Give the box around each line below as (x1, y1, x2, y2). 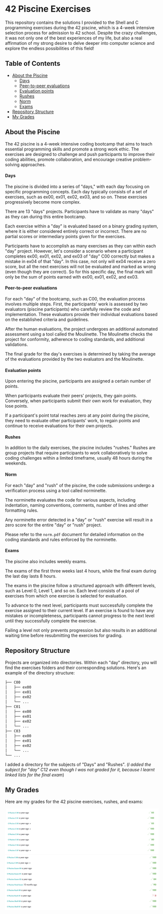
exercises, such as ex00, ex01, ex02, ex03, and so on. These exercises (5, 194, 147, 200)
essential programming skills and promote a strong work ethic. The (5, 146, 139, 152)
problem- (133, 156, 152, 162)
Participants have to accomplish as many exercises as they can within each (5, 242, 156, 249)
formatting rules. (5, 507, 38, 513)
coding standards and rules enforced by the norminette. (5, 537, 117, 542)
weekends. (5, 460, 27, 466)
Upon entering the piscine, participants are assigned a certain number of (5, 378, 151, 384)
